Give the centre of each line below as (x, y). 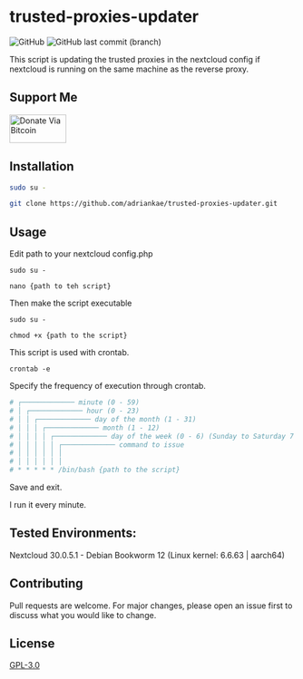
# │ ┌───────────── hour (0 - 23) (75, 411)
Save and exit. (36, 487)
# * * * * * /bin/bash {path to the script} (95, 470)
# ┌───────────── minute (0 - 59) (75, 403)
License (32, 644)
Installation (42, 166)
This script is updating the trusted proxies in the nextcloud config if (135, 59)
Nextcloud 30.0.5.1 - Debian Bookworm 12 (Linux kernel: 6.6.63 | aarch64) (147, 555)
